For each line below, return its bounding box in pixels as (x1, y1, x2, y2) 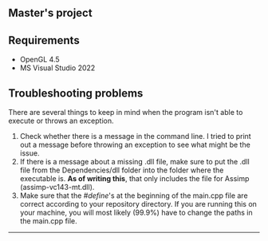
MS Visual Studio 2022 (19, 63, 96, 73)
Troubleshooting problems (8, 86, 144, 100)
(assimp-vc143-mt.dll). (19, 183, 95, 192)
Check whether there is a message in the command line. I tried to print (19, 132, 251, 141)
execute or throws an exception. (8, 116, 114, 126)
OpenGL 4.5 (19, 55, 60, 65)
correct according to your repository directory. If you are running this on (19, 200, 258, 209)
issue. (19, 148, 40, 158)
